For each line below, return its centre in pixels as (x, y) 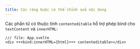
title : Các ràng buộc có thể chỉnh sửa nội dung (56, 10)
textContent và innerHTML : (31, 29)
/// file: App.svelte (27, 38)
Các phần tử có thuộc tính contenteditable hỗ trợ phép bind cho (70, 24)
